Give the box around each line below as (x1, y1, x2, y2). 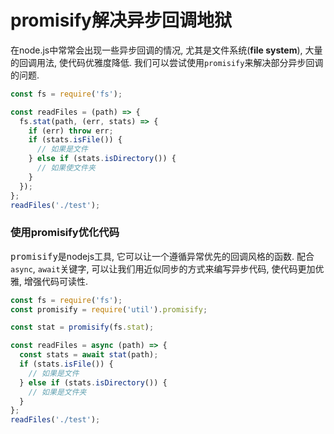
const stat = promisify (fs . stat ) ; (10, 322, 155, 333)
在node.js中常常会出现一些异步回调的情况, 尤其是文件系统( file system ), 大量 (10, 44, 323, 56)
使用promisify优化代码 (10, 226, 120, 240)
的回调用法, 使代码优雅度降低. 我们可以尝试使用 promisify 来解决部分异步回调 (10, 56, 324, 68)
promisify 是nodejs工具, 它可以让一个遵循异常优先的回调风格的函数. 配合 (10, 250, 315, 262)
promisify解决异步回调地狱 (10, 9, 232, 32)
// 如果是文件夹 (28, 387, 87, 397)
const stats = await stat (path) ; (19, 350, 159, 360)
